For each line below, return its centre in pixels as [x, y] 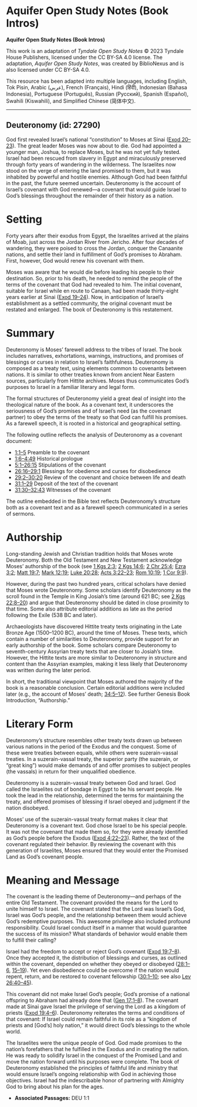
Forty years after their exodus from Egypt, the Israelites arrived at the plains [97, 236]
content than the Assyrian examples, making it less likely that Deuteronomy [97, 664]
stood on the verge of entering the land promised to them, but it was [89, 170]
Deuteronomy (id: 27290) [53, 125]
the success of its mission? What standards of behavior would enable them [97, 934]
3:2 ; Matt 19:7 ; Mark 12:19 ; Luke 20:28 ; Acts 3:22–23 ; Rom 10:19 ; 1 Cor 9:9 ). [97, 572]
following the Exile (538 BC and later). [52, 615]
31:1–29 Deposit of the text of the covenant [66, 484]
